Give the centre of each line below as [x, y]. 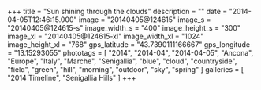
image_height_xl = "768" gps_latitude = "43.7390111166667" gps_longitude [129, 45]
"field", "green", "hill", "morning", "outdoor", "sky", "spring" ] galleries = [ [126, 69]
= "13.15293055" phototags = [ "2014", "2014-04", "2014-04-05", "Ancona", [130, 53]
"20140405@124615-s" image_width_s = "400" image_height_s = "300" [124, 28]
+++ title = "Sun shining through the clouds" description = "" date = [117, 11]
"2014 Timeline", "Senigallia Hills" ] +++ [72, 78]
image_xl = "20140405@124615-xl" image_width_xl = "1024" [106, 36]
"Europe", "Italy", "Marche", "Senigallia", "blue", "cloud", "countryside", [122, 61]
